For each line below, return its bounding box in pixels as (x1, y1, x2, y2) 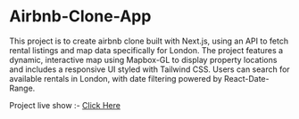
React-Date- (223, 73, 270, 83)
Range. (9, 83, 36, 93)
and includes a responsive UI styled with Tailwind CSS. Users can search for (9, 64, 290, 75)
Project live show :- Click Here (9, 99, 120, 110)
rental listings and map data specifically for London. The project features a (9, 44, 284, 55)
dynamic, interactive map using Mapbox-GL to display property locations (9, 54, 278, 65)
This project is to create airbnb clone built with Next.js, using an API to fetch (9, 36, 288, 46)
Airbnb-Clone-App (9, 6, 152, 27)
